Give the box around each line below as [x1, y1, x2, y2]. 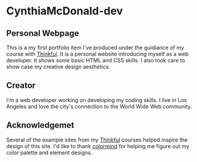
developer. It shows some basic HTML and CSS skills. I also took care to [6, 57, 186, 64]
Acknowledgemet [6, 120, 74, 130]
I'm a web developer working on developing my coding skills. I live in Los [6, 96, 187, 103]
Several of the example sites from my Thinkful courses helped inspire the [6, 136, 188, 143]
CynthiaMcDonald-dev [6, 4, 124, 18]
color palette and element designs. [6, 149, 92, 156]
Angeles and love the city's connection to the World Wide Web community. [6, 103, 192, 110]
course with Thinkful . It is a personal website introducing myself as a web [6, 50, 189, 58]
